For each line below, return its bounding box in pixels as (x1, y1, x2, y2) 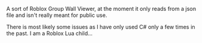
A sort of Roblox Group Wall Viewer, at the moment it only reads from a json (6, 5, 197, 12)
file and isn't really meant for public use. (6, 12, 107, 19)
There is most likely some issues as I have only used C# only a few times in (6, 24, 195, 30)
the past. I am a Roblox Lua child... (6, 30, 93, 37)
